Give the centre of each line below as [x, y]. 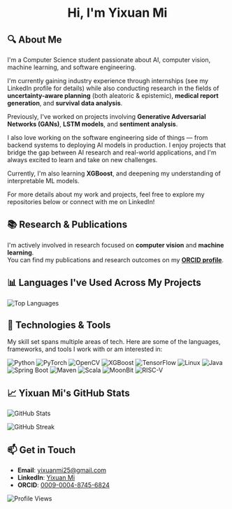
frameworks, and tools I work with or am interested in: [85, 349]
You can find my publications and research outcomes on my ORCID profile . [116, 259]
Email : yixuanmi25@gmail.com [62, 471]
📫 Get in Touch [42, 450]
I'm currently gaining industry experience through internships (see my [108, 81]
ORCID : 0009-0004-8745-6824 [64, 485]
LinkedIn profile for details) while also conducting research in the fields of [113, 88]
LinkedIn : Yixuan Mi [46, 478]
